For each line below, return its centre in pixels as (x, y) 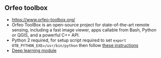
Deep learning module (34, 50)
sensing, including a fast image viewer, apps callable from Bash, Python (84, 30)
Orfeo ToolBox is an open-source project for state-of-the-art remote (80, 25)
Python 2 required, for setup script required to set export (69, 40)
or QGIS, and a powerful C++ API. (46, 35)
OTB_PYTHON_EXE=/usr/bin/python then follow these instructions (75, 45)
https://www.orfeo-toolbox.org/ (43, 19)
